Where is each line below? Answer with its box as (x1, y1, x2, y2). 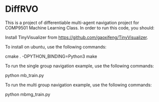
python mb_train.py (5, 72, 44, 78)
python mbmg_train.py (5, 91, 50, 97)
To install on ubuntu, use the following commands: (5, 44, 107, 50)
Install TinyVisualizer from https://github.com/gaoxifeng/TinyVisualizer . (5, 34, 148, 40)
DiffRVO (5, 3, 39, 15)
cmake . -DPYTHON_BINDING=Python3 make (5, 53, 97, 59)
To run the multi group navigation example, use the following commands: (5, 82, 152, 88)
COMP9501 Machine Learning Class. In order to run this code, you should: (5, 25, 155, 30)
